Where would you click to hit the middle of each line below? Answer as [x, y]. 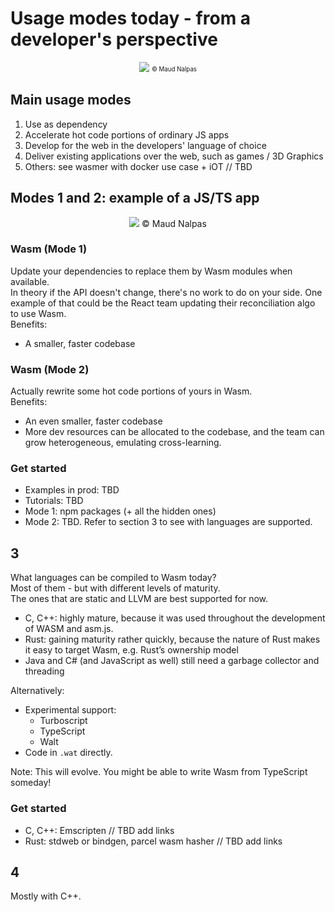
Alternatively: [37, 691]
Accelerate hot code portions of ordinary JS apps [127, 134]
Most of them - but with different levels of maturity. [115, 588]
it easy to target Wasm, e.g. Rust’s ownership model [131, 650]
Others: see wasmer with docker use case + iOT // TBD [138, 166]
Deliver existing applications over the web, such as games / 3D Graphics [174, 156]
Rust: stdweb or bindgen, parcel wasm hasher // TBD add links [153, 841]
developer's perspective [114, 39]
